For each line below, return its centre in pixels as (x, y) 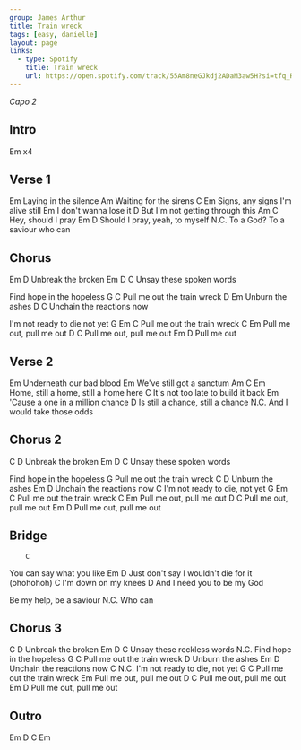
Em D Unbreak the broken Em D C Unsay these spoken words (123, 280)
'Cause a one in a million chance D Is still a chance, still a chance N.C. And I (149, 402)
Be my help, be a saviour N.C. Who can (82, 600)
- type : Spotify (47, 59)
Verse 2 (31, 361)
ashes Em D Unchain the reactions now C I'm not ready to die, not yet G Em (149, 488)
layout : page (34, 43)
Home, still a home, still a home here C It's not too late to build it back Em (144, 392)
